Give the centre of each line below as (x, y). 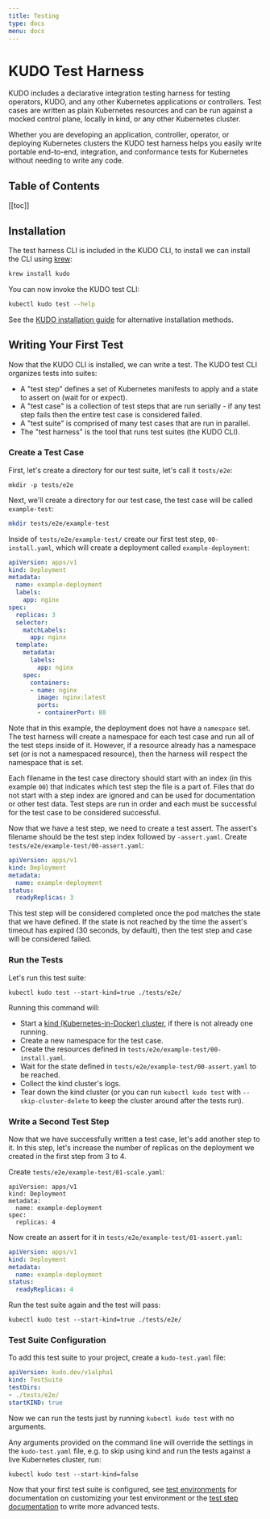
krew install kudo (39, 273)
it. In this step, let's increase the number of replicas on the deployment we (131, 1147)
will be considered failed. (50, 939)
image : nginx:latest (72, 698)
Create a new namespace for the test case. (91, 1040)
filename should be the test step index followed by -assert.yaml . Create (128, 837)
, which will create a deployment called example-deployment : (150, 548)
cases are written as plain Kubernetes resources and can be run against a (131, 111)
